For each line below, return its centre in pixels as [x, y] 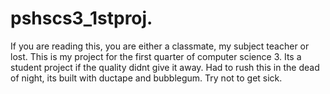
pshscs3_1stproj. [81, 18]
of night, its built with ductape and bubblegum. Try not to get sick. [146, 78]
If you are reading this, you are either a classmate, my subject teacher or [160, 46]
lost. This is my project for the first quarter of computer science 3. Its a [156, 56]
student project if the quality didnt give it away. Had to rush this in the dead [165, 67]
